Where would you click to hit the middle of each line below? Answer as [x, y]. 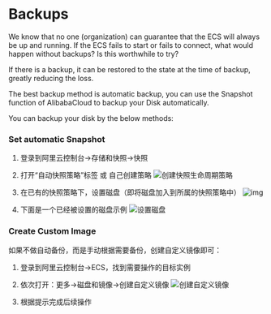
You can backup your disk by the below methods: [91, 118]
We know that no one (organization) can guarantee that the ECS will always [134, 37]
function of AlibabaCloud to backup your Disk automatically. [109, 102]
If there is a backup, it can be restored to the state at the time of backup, [130, 69]
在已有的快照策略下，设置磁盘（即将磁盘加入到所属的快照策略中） [130, 192]
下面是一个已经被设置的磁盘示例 [73, 210]
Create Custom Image [52, 231]
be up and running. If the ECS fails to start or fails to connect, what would [131, 45]
